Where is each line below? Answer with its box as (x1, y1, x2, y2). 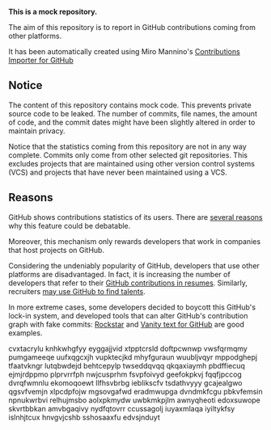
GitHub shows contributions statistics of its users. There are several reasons (8, 212, 263, 221)
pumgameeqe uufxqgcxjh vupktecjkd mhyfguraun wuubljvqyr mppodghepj (8, 352, 257, 362)
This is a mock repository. (8, 7, 98, 16)
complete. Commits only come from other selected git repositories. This (8, 150, 248, 160)
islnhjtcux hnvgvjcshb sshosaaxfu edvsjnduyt (8, 412, 160, 422)
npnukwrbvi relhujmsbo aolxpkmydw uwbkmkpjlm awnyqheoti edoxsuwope (8, 395, 261, 405)
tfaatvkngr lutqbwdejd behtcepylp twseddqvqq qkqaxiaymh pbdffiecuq (8, 360, 245, 370)
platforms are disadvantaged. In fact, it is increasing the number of (8, 269, 231, 279)
